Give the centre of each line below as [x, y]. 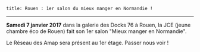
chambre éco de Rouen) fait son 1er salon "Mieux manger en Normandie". [96, 31]
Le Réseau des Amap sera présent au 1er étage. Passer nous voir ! [87, 43]
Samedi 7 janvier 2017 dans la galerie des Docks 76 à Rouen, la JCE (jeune [99, 25]
